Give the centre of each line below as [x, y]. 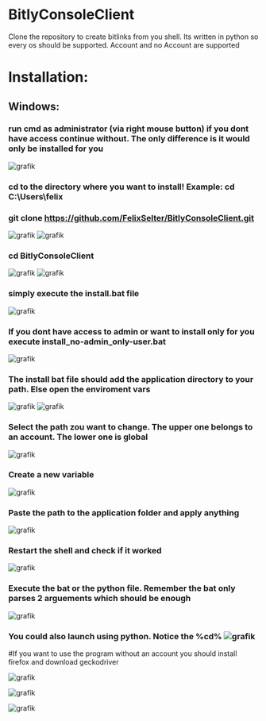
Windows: [34, 106]
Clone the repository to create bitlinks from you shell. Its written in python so [133, 37]
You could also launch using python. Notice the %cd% [115, 636]
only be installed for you [56, 148]
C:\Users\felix [36, 196]
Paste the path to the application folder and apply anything [124, 512]
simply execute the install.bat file [74, 294]
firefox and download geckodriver [64, 662]
